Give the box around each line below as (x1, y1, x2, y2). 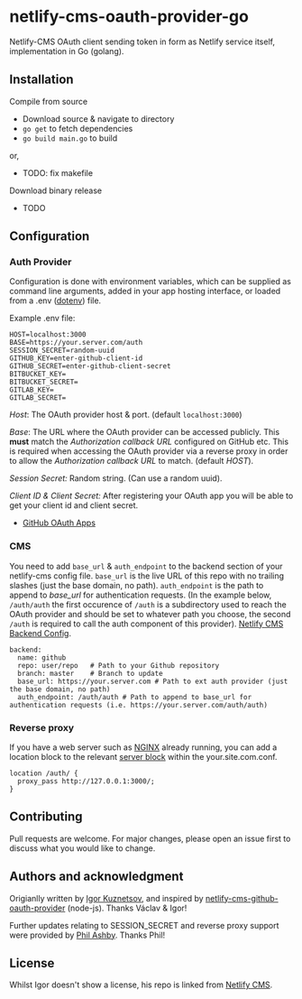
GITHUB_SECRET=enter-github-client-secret (9, 362, 171, 371)
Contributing (9, 809, 83, 825)
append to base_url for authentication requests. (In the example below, (9, 589, 272, 600)
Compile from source (9, 96, 88, 106)
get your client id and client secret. (9, 500, 139, 511)
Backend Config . (9, 627, 72, 638)
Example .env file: (9, 313, 76, 324)
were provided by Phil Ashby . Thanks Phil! (9, 930, 166, 940)
